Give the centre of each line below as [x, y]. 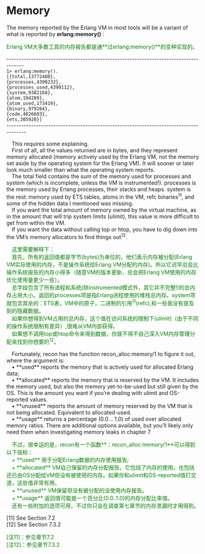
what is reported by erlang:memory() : [55, 34]
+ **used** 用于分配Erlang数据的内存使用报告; [70, 460]
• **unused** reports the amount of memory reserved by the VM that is [102, 406]
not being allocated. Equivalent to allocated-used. [69, 412]
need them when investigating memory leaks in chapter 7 [79, 432]
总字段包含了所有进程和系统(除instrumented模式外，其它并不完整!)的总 [101, 287]
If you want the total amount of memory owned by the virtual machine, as [104, 210]
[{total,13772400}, [31, 76]
